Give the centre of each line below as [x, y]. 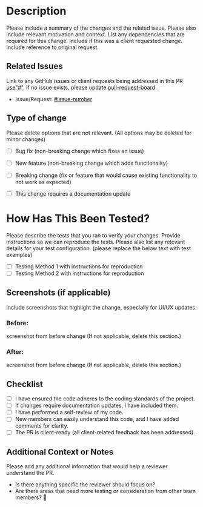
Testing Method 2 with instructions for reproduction [79, 273]
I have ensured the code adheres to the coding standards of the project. [105, 399]
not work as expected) [43, 182]
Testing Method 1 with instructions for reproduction [79, 266]
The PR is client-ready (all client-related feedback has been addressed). [105, 432]
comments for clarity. [42, 426]
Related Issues [35, 66]
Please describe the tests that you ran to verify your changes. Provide [93, 235]
